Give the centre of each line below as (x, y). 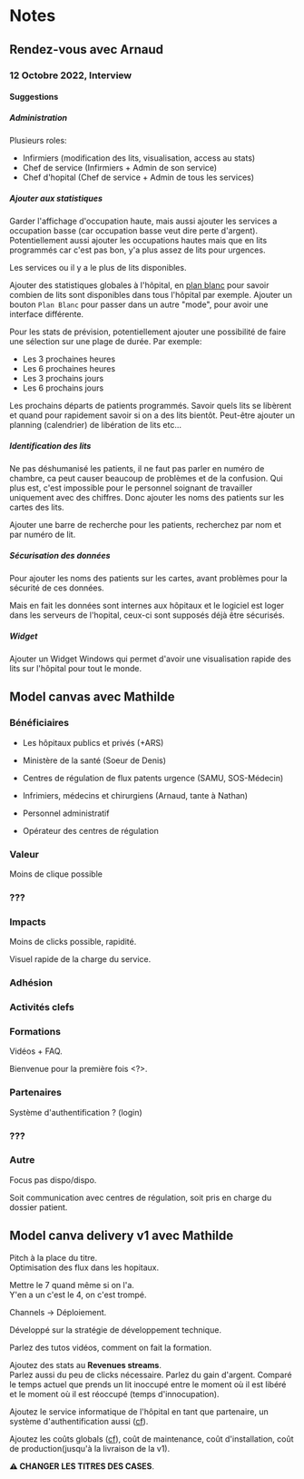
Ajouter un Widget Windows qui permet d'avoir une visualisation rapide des (151, 659)
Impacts (28, 921)
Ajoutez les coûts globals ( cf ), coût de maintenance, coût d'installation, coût (152, 1439)
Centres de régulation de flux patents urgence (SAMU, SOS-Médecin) (153, 778)
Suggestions (34, 97)
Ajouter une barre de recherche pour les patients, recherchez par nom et (146, 525)
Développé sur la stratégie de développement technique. (116, 1330)
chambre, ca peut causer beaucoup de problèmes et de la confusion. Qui (146, 478)
